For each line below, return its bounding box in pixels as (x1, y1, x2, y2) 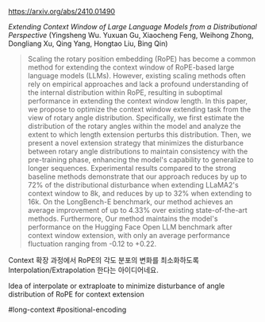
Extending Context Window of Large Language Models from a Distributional (8, 22, 258, 31)
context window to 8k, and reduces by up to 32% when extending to (27, 189, 252, 198)
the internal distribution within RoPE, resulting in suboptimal (27, 88, 223, 97)
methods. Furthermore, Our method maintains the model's (27, 214, 218, 223)
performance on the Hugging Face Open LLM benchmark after (27, 222, 232, 232)
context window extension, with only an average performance (27, 231, 230, 240)
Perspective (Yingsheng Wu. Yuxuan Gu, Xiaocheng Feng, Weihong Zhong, (8, 31, 254, 40)
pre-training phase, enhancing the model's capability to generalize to (27, 155, 254, 165)
